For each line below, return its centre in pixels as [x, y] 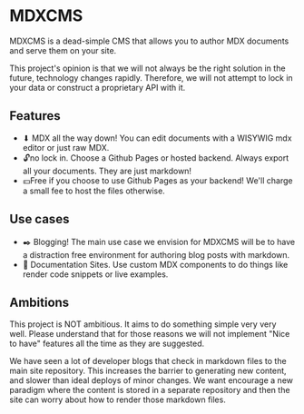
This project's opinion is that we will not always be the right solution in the [147, 68]
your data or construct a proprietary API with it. [98, 87]
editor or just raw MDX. [66, 147]
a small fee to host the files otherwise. [93, 191]
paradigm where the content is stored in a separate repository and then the [150, 390]
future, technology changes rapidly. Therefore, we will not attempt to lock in [151, 77]
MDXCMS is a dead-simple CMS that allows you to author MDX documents [149, 41]
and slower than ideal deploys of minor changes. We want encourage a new [151, 380]
